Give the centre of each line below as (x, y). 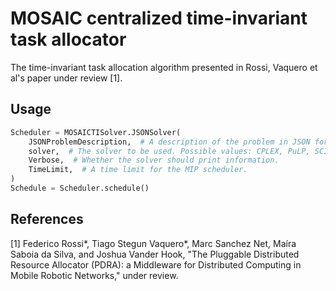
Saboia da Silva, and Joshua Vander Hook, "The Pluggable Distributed (155, 254)
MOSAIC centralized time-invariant (159, 18)
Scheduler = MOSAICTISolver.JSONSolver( (96, 132)
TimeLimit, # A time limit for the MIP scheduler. (138, 170)
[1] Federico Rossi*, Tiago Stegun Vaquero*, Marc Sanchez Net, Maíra (153, 243)
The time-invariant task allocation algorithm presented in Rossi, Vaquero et (164, 67)
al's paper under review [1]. (66, 78)
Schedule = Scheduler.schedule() (80, 188)
